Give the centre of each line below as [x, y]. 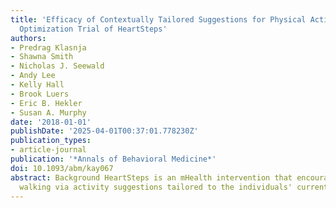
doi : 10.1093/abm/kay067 [62, 168]
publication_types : [51, 141]
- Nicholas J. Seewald [57, 66]
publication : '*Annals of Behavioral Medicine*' [113, 159]
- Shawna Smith [42, 57]
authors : [28, 38]
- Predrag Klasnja [48, 47]
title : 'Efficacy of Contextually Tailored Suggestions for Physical [158, 19]
